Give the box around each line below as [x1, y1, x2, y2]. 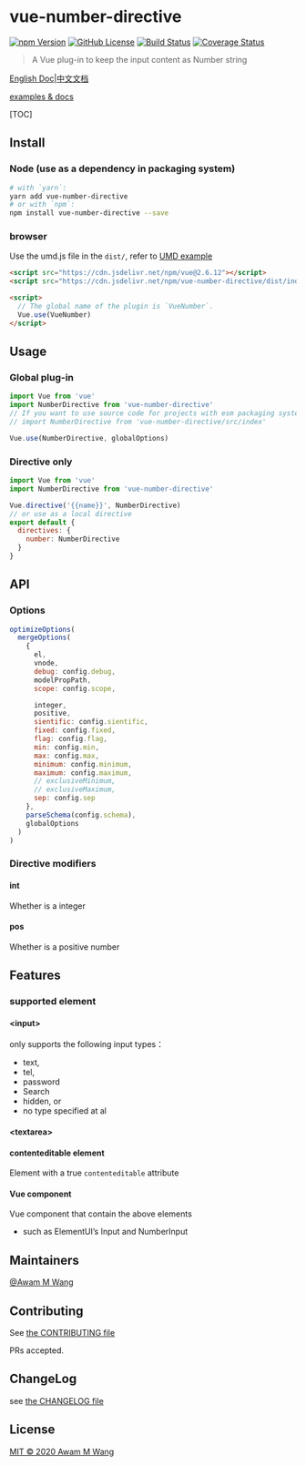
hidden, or [22, 1095, 62, 1107]
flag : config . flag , [33, 735, 107, 744]
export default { [9, 517, 76, 527]
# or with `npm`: [9, 200, 76, 209]
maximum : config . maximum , [33, 768, 132, 778]
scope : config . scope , [33, 684, 117, 693]
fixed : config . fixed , [33, 726, 117, 735]
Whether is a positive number [9, 941, 120, 952]
